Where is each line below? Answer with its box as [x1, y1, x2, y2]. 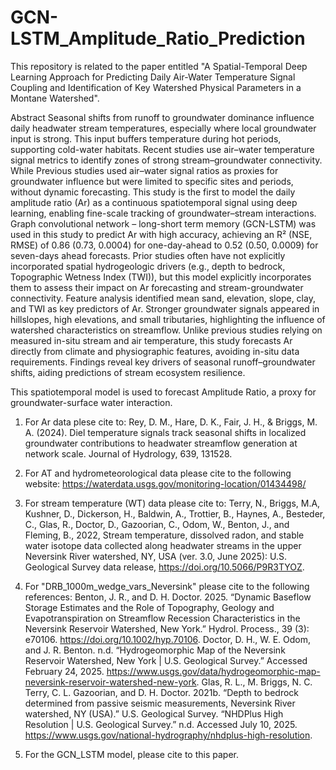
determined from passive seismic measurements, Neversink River [24, 697, 296, 709]
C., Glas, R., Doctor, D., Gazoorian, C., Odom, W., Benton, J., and [24, 518, 290, 530]
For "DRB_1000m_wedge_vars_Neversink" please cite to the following [24, 580, 310, 592]
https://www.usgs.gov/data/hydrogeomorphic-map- [106, 665, 321, 677]
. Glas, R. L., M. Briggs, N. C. [196, 676, 313, 688]
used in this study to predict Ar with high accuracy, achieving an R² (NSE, [10, 228, 313, 240]
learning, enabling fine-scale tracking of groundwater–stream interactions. [10, 207, 317, 219]
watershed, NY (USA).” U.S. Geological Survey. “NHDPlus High [24, 707, 284, 720]
